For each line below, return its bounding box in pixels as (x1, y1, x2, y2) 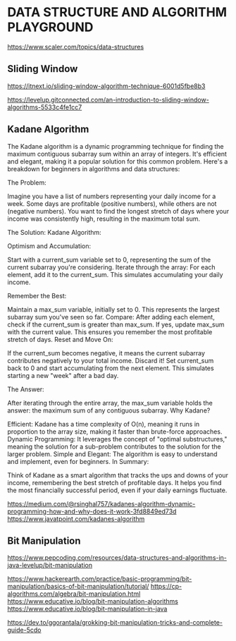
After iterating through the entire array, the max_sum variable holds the (7, 398, 213, 407)
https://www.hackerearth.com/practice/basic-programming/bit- (7, 575, 192, 583)
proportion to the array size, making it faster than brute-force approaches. (7, 427, 223, 436)
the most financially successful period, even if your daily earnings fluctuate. (7, 486, 228, 494)
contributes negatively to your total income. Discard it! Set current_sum (7, 356, 214, 365)
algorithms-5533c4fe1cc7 (7, 103, 82, 111)
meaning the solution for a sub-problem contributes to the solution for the (7, 442, 222, 451)
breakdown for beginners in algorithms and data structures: (7, 164, 180, 173)
